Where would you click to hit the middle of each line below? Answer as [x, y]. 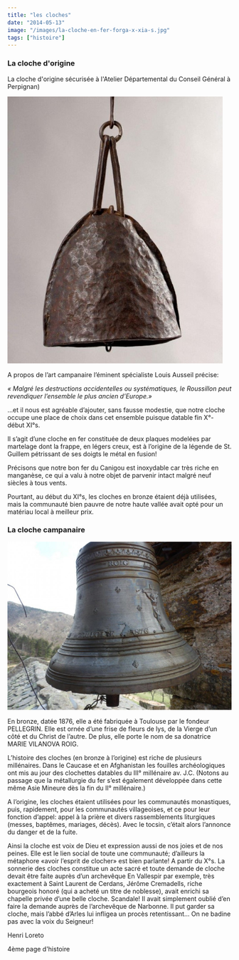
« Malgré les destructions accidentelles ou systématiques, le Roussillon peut [119, 389]
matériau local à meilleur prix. [51, 512]
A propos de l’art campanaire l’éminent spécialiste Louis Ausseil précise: [113, 374]
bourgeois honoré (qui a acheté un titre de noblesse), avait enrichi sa [108, 891]
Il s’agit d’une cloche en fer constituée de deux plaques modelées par [109, 438]
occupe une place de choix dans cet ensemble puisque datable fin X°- [111, 417]
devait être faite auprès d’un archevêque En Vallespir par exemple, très [111, 876]
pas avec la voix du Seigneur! [51, 921]
